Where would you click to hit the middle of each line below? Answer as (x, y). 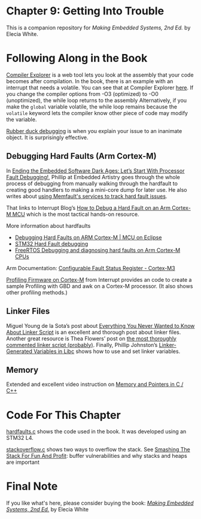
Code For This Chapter (63, 415)
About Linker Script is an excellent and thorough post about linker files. (94, 332)
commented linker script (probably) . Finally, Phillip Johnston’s (82, 345)
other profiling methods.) (37, 292)
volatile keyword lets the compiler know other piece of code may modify (97, 113)
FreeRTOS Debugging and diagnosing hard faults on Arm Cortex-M (98, 250)
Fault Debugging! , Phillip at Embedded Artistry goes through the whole (93, 177)
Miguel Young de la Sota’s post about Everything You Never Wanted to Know (100, 325)
